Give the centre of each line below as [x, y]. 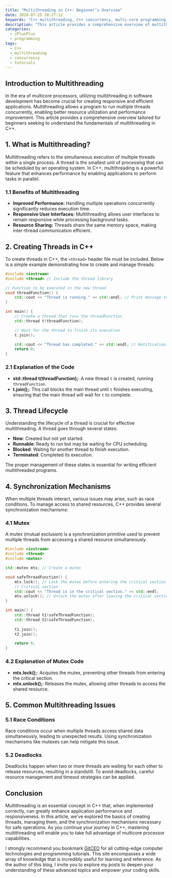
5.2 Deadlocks [24, 755]
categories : [18, 29]
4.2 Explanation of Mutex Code [45, 661]
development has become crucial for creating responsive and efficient [79, 101]
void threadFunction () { [32, 293]
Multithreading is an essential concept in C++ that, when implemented [79, 806]
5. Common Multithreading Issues [61, 705]
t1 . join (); [26, 629]
